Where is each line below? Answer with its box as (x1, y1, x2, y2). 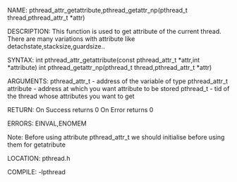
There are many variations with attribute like (7, 35, 135, 43)
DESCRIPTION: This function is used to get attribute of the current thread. (7, 28, 221, 35)
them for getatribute (7, 140, 66, 149)
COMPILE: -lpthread (7, 168, 66, 176)
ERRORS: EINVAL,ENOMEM (7, 119, 87, 128)
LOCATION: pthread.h (7, 154, 71, 162)
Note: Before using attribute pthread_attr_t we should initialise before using (7, 133, 225, 141)
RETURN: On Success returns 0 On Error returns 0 (7, 106, 154, 114)
